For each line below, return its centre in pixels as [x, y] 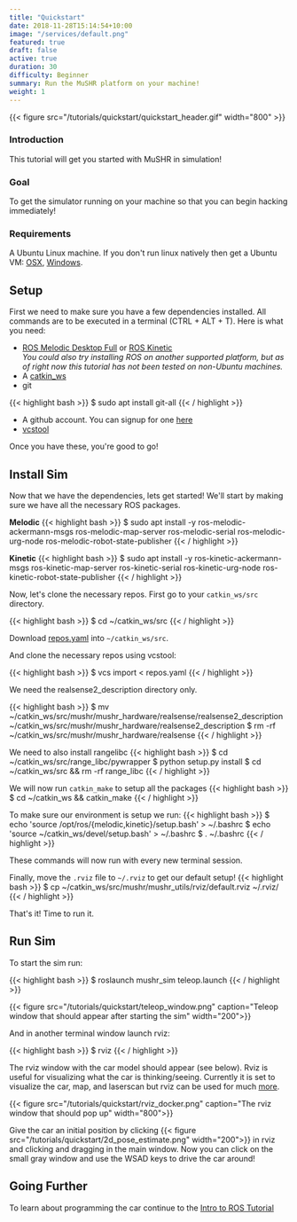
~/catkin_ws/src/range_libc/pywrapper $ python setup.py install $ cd [135, 762]
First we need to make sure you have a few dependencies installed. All [138, 312]
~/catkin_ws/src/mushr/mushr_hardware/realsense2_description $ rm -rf [143, 726]
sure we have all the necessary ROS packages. [95, 505]
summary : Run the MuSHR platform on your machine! [105, 83]
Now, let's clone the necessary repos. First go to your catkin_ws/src [134, 594]
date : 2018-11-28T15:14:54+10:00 [71, 26]
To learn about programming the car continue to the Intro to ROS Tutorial [142, 1208]
